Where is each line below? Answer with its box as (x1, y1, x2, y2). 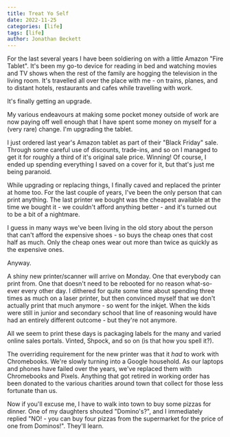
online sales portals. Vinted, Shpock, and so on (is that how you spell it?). (7, 337, 214, 345)
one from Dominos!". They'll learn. (7, 422, 104, 430)
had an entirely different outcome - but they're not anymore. (7, 316, 177, 324)
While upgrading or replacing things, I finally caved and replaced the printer (7, 181, 221, 189)
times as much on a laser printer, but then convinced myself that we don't (7, 294, 216, 303)
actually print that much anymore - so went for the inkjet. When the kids (7, 301, 211, 310)
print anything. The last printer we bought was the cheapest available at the (7, 195, 221, 204)
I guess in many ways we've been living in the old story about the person (7, 224, 214, 232)
